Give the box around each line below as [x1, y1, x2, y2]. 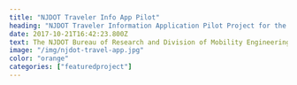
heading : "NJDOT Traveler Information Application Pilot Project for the [9, 21, 287, 30]
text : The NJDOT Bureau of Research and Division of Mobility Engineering [9, 37, 291, 47]
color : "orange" [9, 54, 69, 63]
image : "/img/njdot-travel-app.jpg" [9, 46, 144, 55]
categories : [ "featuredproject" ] [9, 63, 133, 72]
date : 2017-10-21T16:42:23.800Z [9, 29, 128, 38]
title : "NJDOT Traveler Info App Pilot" [9, 12, 161, 22]
